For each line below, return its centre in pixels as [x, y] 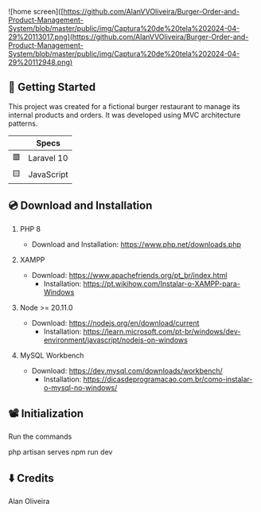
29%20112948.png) [41, 62]
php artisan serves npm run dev [60, 452]
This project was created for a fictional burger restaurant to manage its [124, 106]
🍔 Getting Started [52, 87]
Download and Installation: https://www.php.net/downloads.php [136, 244]
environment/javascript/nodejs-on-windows [116, 340]
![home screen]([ [36, 12]
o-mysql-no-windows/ [80, 387]
